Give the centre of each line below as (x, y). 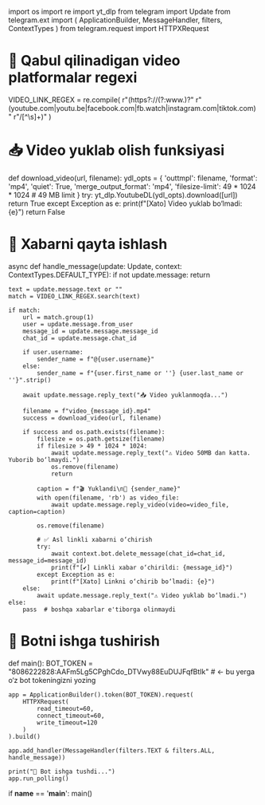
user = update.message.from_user (78, 324)
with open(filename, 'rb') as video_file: (108, 498)
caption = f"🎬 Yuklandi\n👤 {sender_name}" (109, 489)
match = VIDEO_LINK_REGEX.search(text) (74, 296)
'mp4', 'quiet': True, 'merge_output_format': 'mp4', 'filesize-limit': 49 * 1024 (132, 186)
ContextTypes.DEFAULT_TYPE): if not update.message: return (109, 274)
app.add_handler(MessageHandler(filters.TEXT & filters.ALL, (112, 750)
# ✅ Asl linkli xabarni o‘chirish (95, 539)
